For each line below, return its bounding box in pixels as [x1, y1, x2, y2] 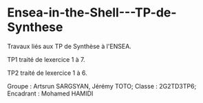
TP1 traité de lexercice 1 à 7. [7, 55, 85, 63]
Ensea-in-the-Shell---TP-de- [7, 5, 177, 21]
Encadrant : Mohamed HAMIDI [7, 89, 94, 98]
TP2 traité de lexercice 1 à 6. [7, 69, 87, 77]
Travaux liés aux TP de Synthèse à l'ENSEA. [7, 42, 132, 50]
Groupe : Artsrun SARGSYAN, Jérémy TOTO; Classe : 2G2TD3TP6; [7, 82, 197, 90]
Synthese [7, 19, 63, 35]
